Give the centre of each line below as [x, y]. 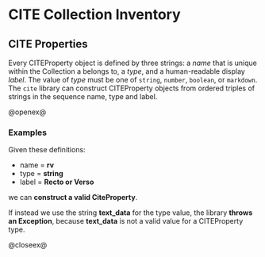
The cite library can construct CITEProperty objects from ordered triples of [132, 88]
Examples [28, 132]
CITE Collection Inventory [94, 15]
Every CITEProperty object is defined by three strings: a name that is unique [133, 63]
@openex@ [27, 112]
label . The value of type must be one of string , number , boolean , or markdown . [133, 80]
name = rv [36, 165]
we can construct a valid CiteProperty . [73, 198]
